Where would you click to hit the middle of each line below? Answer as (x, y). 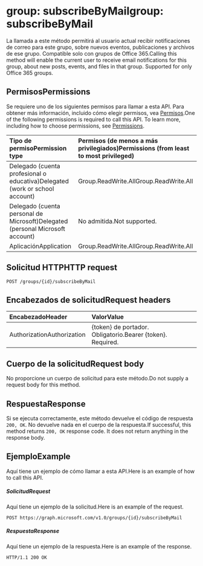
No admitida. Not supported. (118, 221)
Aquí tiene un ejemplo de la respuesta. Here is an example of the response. (99, 546)
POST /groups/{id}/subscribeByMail (51, 281)
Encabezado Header (38, 317)
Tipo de (21, 140)
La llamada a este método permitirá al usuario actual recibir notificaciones (98, 41)
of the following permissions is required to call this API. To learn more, (93, 119)
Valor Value (108, 317)
